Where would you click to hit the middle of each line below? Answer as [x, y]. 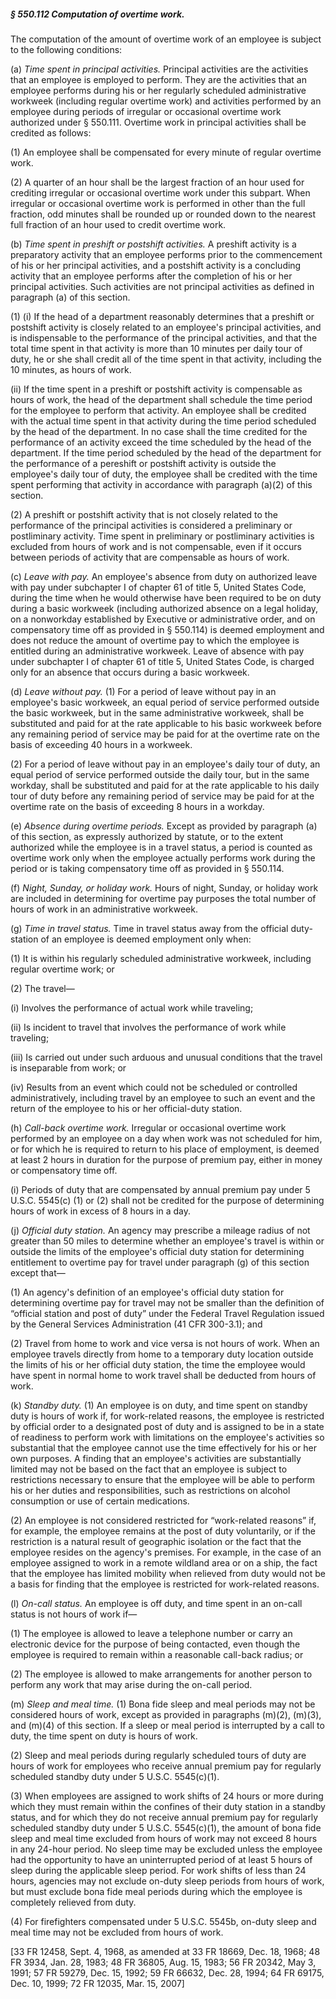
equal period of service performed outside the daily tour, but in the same [160, 774]
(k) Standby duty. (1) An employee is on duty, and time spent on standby [159, 1405]
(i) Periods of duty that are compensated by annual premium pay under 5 [160, 1189]
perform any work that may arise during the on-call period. [131, 1684]
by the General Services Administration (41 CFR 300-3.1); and [136, 1324]
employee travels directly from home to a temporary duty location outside [162, 1354]
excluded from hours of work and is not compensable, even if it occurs [156, 546]
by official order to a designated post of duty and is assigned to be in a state [167, 1426]
